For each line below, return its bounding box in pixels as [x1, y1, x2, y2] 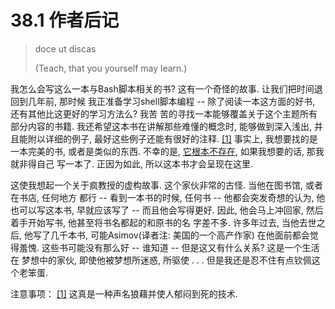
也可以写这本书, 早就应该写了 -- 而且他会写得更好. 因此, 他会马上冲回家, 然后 [10, 204, 324, 216]
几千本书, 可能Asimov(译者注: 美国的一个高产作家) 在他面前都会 [49, 229, 310, 241]
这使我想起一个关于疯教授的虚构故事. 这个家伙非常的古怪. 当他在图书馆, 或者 [10, 179, 323, 191]
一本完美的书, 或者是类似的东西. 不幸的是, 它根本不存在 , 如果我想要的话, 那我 [10, 145, 325, 157]
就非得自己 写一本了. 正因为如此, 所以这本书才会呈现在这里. [10, 157, 253, 170]
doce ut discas [34, 42, 97, 55]
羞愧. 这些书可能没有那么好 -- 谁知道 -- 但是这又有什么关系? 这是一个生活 [18, 241, 320, 253]
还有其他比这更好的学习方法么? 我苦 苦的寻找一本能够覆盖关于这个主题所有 [10, 107, 318, 120]
